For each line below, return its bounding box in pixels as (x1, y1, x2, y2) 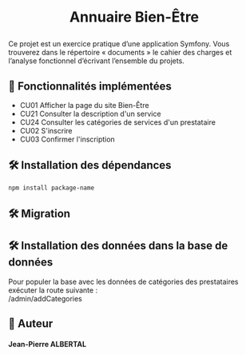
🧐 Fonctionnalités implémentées (8, 79, 172, 93)
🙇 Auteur (8, 317, 54, 331)
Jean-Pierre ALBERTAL (8, 339, 86, 349)
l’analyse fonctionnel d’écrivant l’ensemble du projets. (8, 56, 185, 66)
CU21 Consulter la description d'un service (19, 109, 161, 118)
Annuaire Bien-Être (69, 8, 200, 26)
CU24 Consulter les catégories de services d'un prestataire (19, 118, 216, 127)
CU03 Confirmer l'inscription (19, 134, 116, 144)
